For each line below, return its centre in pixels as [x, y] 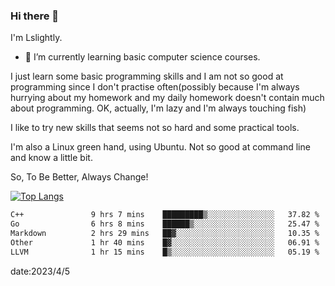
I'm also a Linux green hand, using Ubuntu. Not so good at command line [160, 147]
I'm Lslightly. [36, 38]
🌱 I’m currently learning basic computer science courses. [142, 57]
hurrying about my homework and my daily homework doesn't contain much [167, 98]
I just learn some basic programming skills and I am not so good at [147, 76]
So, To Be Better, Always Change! [79, 177]
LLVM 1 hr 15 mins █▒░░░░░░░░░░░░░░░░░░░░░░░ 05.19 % [165, 252]
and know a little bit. [51, 158]
